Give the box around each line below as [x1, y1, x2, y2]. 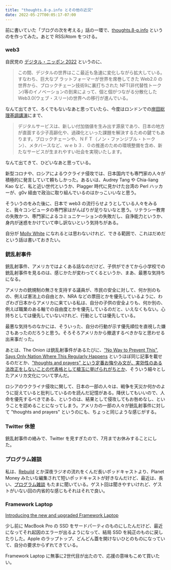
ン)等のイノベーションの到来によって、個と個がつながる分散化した [17, 88, 157, 94]
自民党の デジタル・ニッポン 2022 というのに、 [5, 58, 105, 64]
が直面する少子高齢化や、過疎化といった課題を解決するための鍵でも [17, 129, 161, 135]
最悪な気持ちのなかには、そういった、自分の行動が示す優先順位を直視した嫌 [5, 323, 166, 329]
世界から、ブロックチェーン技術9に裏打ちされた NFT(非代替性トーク [17, 82, 162, 88]
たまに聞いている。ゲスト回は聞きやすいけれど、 [50, 481, 153, 487]
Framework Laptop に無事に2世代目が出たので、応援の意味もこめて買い [5, 553, 156, 559]
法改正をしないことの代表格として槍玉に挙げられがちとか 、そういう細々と [5, 366, 161, 372]
